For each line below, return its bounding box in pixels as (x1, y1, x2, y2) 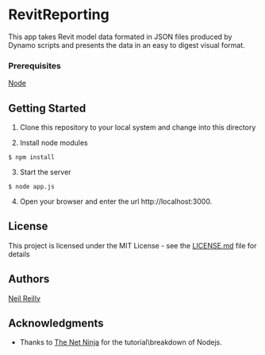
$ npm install (8, 154, 56, 162)
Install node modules (19, 138, 89, 148)
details (8, 249, 30, 259)
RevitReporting (8, 6, 109, 24)
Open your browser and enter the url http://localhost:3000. (19, 197, 213, 206)
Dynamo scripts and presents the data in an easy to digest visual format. (8, 40, 246, 49)
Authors (8, 272, 50, 286)
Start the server (19, 167, 71, 177)
